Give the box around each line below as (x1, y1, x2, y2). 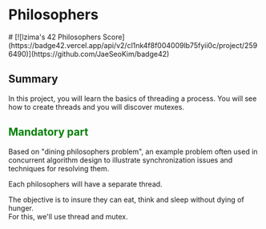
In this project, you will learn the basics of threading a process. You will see (8, 94, 257, 103)
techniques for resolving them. (8, 163, 110, 173)
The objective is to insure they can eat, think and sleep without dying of (8, 195, 244, 204)
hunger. (8, 203, 34, 213)
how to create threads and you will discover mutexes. (8, 102, 184, 111)
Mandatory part (8, 126, 89, 139)
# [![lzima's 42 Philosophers (8, 32, 102, 42)
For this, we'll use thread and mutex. (8, 211, 128, 221)
